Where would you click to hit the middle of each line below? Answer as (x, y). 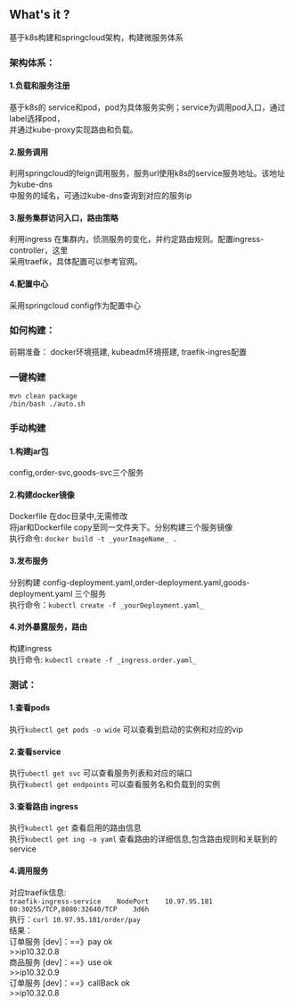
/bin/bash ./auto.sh (48, 404)
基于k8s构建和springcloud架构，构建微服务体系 (96, 37)
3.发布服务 (29, 561)
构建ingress (31, 648)
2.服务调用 (29, 152)
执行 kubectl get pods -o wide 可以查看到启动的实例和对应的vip (126, 729)
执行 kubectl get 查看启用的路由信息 (75, 828)
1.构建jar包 (29, 451)
